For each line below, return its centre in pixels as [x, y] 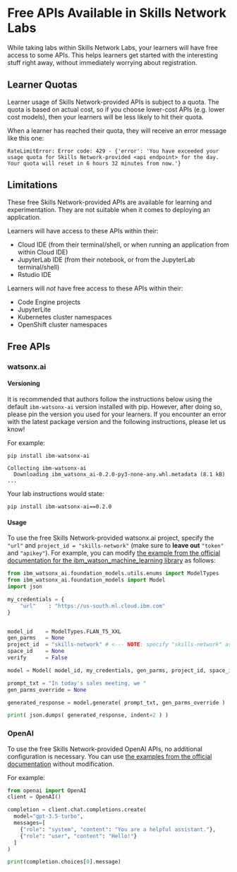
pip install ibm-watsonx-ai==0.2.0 [60, 507]
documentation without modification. [61, 764]
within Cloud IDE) [43, 252]
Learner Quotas [42, 85]
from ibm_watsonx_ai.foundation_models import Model [86, 580]
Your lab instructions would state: [56, 494]
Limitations [32, 185]
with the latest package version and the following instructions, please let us [117, 422]
